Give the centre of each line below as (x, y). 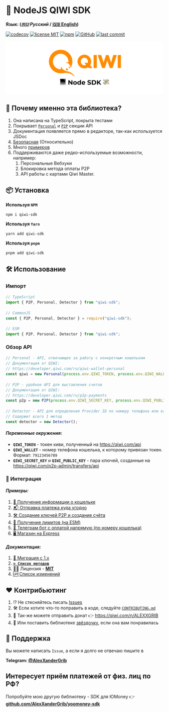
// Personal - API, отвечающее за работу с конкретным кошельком (75, 358)
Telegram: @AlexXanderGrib (36, 660)
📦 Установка (27, 190)
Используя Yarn (23, 224)
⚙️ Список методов (31, 564)
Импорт (16, 286)
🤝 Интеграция (24, 479)
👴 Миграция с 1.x (31, 558)
